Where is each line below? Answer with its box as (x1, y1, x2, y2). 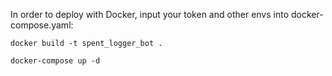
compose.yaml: (10, 19, 74, 31)
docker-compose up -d (10, 56, 101, 66)
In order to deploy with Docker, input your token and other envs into (10, 9, 290, 20)
